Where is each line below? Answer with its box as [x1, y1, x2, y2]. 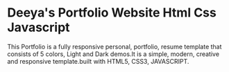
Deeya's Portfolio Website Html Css [7, 5, 217, 21]
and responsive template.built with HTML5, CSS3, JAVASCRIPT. [7, 57, 189, 65]
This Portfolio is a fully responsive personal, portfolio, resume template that [7, 42, 222, 51]
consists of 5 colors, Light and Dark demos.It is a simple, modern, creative [7, 50, 220, 58]
